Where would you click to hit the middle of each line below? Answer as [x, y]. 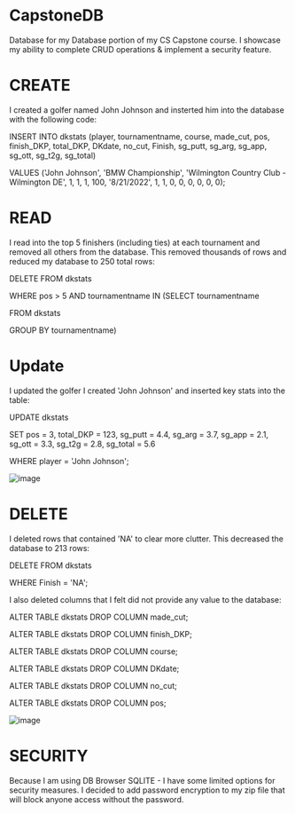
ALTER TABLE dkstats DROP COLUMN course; [94, 651]
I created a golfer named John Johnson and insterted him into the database [147, 110]
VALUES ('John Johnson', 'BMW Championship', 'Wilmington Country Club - [147, 172]
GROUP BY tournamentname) [63, 330]
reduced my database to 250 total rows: [82, 261]
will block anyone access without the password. [97, 799]
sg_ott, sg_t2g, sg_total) [53, 155]
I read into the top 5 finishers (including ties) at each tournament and [135, 242]
